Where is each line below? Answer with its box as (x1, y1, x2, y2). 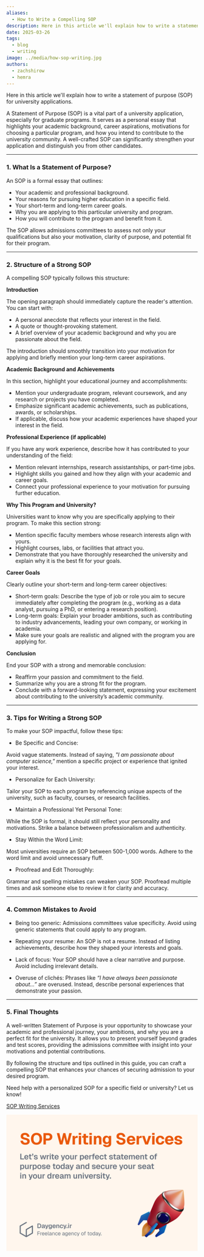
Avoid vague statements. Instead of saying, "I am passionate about (6, 751, 174, 759)
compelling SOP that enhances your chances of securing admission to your (6, 1066, 195, 1073)
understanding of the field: (6, 451, 73, 459)
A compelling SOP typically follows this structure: (6, 274, 129, 281)
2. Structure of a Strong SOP (6, 260, 92, 269)
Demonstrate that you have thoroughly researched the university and (15, 550, 188, 558)
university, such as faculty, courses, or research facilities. (6, 794, 151, 801)
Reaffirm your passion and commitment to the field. (15, 673, 144, 681)
